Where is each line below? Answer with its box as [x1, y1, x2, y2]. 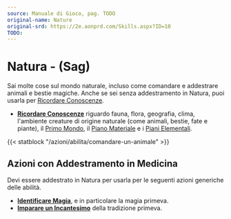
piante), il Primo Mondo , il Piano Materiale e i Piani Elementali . [17, 125, 192, 133]
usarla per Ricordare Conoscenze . [7, 96, 105, 105]
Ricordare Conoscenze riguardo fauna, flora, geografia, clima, [17, 109, 195, 118]
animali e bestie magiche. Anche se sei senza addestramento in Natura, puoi [7, 89, 225, 97]
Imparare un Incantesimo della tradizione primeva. [17, 204, 163, 212]
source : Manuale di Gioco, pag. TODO [7, 10, 116, 17]
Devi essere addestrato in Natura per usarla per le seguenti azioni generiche [7, 176, 224, 184]
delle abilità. [7, 183, 41, 191]
